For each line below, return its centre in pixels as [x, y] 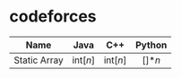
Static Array [39, 60]
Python [151, 45]
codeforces [53, 17]
